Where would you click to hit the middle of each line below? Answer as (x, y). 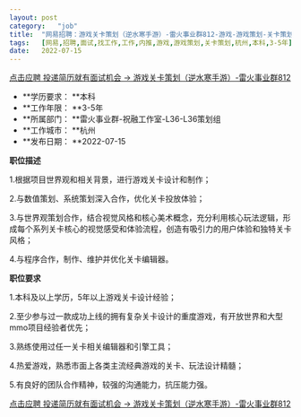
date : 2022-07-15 (46, 51)
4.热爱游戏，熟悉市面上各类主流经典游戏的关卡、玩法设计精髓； (127, 366)
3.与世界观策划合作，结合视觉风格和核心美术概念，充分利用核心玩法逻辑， (146, 218)
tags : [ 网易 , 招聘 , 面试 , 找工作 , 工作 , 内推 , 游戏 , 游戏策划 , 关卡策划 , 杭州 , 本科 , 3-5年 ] (151, 43)
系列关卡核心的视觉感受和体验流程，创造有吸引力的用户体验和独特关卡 (162, 229)
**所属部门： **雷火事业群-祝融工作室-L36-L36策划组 (121, 119)
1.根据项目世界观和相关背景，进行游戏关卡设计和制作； (110, 179)
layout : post (34, 17)
